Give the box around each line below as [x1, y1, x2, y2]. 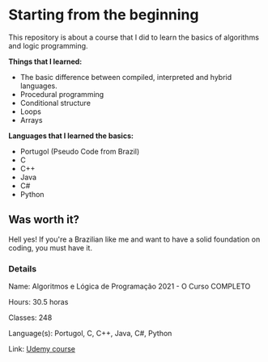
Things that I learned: [8, 57, 83, 66]
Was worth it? [8, 213, 79, 227]
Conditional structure [19, 98, 91, 107]
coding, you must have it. [8, 242, 93, 252]
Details [8, 263, 37, 274]
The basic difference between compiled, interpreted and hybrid [19, 72, 232, 82]
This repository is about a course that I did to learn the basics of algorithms [8, 32, 259, 42]
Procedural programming [19, 89, 104, 99]
